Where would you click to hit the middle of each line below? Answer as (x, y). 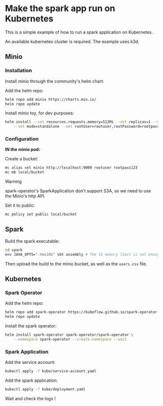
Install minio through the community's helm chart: (55, 81)
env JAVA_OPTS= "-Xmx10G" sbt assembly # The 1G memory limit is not (76, 254)
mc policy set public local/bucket (41, 214)
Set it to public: (20, 205)
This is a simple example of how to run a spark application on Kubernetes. (79, 32)
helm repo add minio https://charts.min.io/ (51, 99)
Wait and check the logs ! (30, 398)
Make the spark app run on (60, 8)
